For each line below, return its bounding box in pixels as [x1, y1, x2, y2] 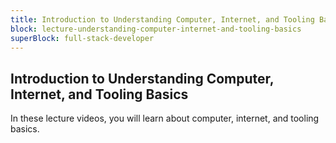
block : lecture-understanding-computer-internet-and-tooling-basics [10, 24, 302, 34]
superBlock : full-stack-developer [10, 33, 155, 43]
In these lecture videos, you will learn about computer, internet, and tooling [10, 112, 320, 125]
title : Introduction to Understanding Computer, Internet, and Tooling [10, 14, 315, 25]
